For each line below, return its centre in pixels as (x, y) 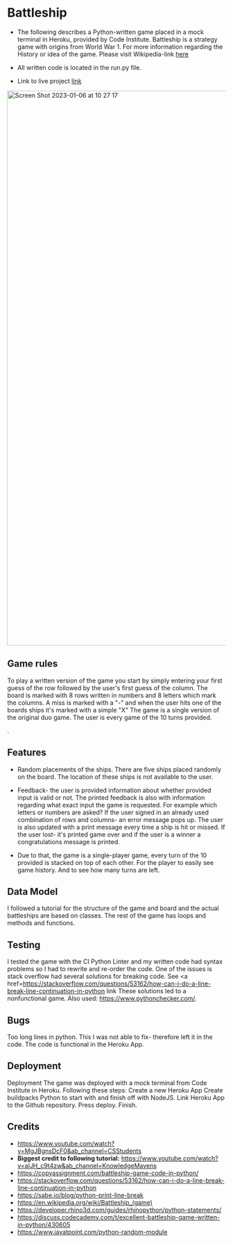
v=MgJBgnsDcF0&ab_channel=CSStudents (79, 1151)
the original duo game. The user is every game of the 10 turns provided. (110, 717)
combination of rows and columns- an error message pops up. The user (120, 819)
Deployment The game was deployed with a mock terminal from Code (107, 1083)
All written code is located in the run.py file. (79, 67)
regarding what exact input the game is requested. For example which (117, 805)
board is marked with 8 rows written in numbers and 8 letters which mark (112, 695)
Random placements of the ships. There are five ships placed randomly (119, 769)
